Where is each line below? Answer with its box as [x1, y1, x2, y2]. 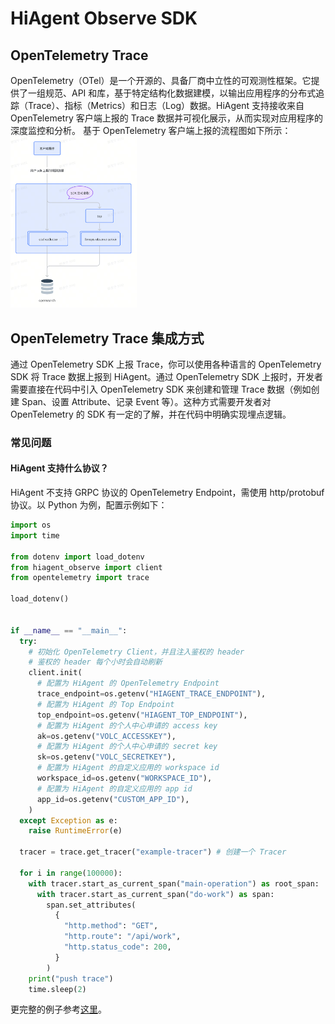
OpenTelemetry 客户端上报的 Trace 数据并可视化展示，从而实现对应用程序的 [10, 112, 324, 124]
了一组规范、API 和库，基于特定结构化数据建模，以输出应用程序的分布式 [18, 87, 317, 99]
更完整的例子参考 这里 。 [10, 1003, 107, 1016]
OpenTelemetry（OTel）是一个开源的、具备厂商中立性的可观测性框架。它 [10, 75, 312, 86]
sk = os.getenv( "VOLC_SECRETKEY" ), [36, 752, 177, 762]
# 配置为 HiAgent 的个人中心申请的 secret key [36, 742, 218, 752]
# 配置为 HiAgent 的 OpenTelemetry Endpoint [36, 678, 220, 689]
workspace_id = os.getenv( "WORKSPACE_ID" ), [36, 773, 213, 784]
